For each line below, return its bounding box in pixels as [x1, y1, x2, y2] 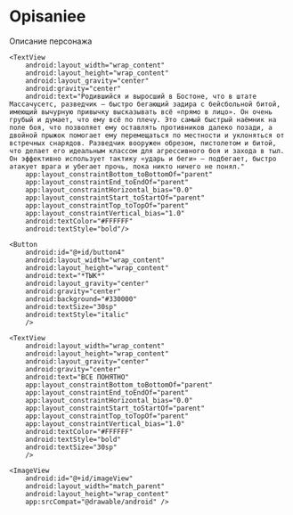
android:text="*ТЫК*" [25, 271, 105, 280]
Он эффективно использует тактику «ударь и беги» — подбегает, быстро [9, 154, 277, 163]
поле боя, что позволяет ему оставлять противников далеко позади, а [9, 123, 273, 132]
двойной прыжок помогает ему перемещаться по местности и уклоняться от [9, 131, 285, 140]
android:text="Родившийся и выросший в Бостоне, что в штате [25, 92, 256, 101]
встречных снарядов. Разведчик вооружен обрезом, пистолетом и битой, [9, 138, 277, 148]
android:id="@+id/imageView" [25, 474, 134, 483]
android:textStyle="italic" [25, 310, 129, 319]
